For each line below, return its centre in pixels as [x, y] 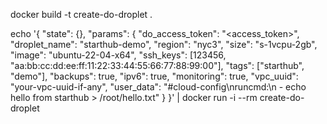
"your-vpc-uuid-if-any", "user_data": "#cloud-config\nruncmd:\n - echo [158, 87]
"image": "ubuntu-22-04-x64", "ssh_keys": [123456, [118, 55]
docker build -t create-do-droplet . [81, 14]
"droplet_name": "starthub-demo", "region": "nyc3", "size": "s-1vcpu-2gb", [164, 44]
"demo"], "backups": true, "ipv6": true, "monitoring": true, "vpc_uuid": [154, 76]
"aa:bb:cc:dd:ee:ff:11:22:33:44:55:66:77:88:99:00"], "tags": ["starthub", [157, 65]
